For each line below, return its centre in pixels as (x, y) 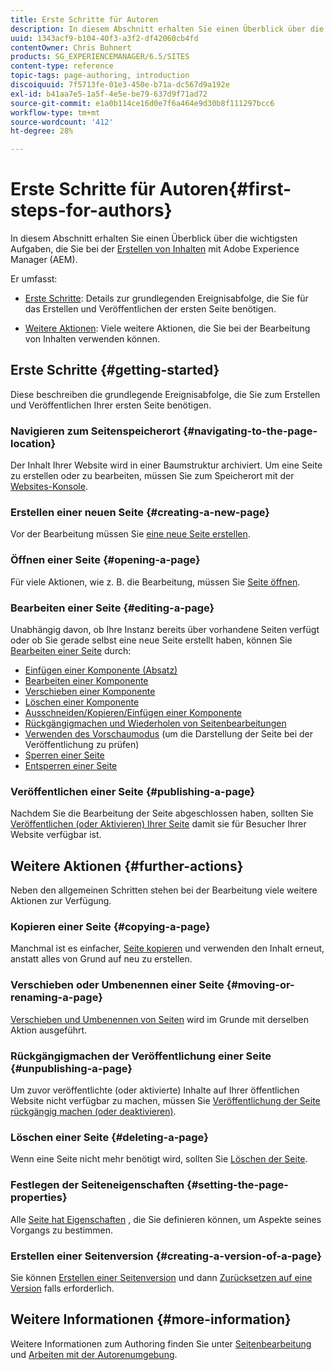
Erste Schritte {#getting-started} (115, 370)
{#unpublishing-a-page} (71, 1068)
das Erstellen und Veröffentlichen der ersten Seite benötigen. (150, 309)
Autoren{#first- (225, 189)
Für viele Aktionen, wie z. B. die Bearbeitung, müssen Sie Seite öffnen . (155, 582)
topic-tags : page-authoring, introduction (100, 76)
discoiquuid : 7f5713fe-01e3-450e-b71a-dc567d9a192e (120, 85)
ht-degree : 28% (42, 131)
